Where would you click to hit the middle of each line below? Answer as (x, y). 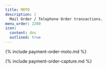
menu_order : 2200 (23, 24)
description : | (21, 14)
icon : (11, 28)
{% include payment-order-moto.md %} (46, 51)
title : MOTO (17, 10)
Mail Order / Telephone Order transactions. (56, 19)
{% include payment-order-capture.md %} (49, 61)
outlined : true (25, 38)
